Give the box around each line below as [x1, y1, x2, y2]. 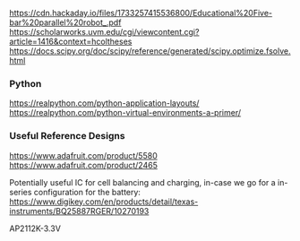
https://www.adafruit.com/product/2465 [9, 159, 159, 170]
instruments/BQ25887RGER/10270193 [9, 205, 150, 216]
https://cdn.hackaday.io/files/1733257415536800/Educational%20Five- [9, 8, 273, 18]
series [9, 186, 32, 197]
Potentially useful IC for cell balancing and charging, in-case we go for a [9, 176, 276, 187]
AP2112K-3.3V [9, 223, 61, 234]
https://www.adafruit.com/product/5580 [9, 150, 159, 160]
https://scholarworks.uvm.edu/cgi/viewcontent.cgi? [9, 27, 200, 37]
